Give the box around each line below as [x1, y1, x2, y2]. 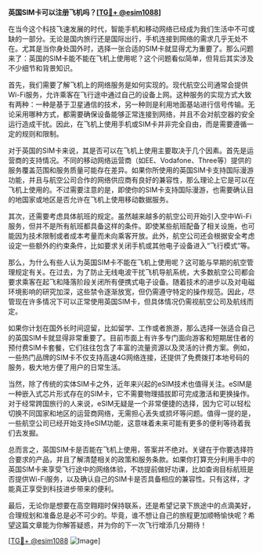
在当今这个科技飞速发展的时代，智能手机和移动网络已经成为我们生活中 [8, 24, 235, 34]
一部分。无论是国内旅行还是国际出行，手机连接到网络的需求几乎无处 [21, 35, 241, 43]
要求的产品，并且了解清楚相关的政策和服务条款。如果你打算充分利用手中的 [14, 455, 255, 464]
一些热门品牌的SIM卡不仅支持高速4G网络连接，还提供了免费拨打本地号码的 [8, 353, 250, 362]
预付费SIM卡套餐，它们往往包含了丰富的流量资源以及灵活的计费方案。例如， [8, 343, 254, 352]
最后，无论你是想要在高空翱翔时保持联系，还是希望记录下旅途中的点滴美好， [8, 501, 255, 510]
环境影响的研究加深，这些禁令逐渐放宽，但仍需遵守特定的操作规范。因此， [8, 287, 248, 297]
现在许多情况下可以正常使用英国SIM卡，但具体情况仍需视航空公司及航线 [14, 297, 247, 306]
